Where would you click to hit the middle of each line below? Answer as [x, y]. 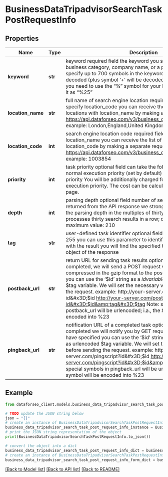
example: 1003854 [88, 159]
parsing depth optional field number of [111, 200]
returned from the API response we [107, 206]
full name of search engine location [107, 100]
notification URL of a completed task [108, 325]
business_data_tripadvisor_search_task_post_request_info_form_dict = [80, 460]
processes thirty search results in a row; [113, 219]
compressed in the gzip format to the [109, 273]
